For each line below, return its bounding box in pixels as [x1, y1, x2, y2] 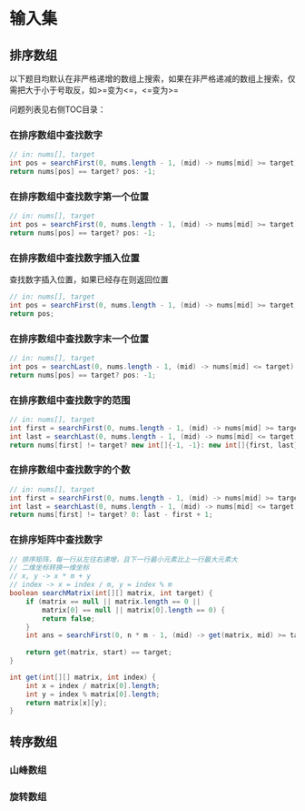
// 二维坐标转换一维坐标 [9, 563, 90, 573]
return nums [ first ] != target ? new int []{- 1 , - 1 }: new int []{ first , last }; [9, 441, 302, 450]
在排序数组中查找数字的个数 [9, 463, 131, 476]
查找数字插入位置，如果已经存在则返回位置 [9, 274, 169, 285]
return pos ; [9, 309, 54, 319]
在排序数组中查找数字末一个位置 [9, 332, 150, 345]
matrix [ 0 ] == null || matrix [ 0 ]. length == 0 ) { [42, 605, 225, 614]
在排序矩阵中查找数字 [9, 533, 103, 546]
